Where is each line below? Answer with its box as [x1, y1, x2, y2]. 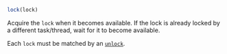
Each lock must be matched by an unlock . [7, 39, 126, 47]
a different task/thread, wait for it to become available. [7, 26, 160, 34]
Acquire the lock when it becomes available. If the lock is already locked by [7, 18, 221, 27]
